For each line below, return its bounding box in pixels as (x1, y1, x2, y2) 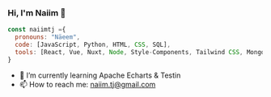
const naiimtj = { (7, 26, 66, 34)
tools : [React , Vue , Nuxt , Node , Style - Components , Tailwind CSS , (15, 48, 243, 56)
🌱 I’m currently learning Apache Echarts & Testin (19, 70, 181, 80)
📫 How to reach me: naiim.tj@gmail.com (19, 79, 156, 89)
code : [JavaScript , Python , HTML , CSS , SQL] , (15, 40, 171, 49)
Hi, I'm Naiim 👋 (7, 7, 66, 19)
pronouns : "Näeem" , (15, 33, 81, 41)
